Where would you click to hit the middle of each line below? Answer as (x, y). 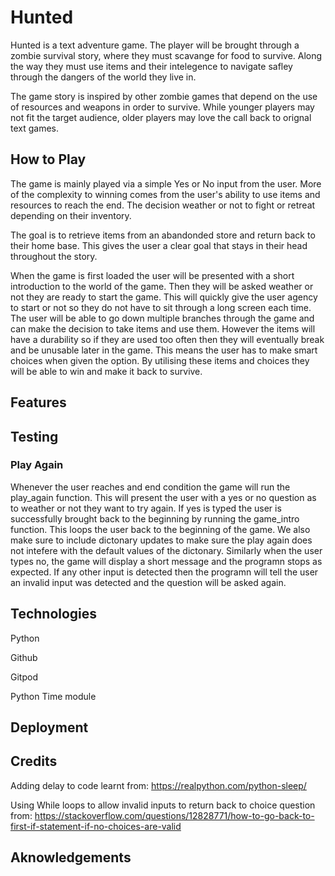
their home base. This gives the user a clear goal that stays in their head (159, 245)
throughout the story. (54, 256)
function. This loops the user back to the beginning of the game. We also (160, 529)
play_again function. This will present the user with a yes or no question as (163, 497)
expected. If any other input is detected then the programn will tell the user (164, 572)
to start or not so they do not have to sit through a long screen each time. (161, 307)
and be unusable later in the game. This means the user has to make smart (164, 350)
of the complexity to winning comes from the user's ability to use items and (165, 194)
